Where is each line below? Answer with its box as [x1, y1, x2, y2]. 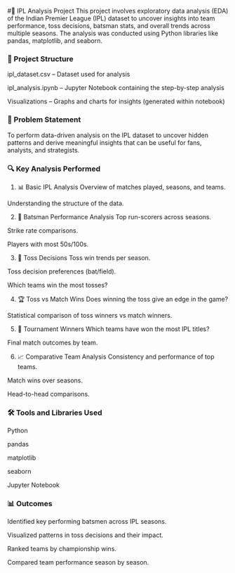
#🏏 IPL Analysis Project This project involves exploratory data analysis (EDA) [7, 7, 229, 15]
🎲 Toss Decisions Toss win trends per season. [17, 253, 151, 262]
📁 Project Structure [7, 53, 74, 63]
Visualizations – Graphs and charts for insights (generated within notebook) [7, 97, 226, 105]
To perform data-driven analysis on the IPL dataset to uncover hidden [7, 131, 209, 139]
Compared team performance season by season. [7, 558, 149, 567]
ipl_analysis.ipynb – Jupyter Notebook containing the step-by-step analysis [7, 84, 224, 92]
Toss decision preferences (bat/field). [7, 267, 116, 276]
